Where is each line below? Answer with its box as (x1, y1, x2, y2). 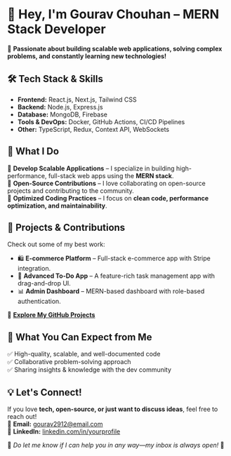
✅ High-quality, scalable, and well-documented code (7, 350, 161, 358)
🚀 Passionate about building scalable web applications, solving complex (7, 44, 223, 53)
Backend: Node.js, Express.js (17, 102, 103, 111)
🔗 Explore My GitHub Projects (7, 311, 95, 319)
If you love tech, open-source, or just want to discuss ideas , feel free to (7, 405, 218, 413)
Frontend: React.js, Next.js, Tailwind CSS (17, 95, 137, 104)
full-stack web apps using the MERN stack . (48, 171, 174, 180)
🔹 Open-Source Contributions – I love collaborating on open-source (7, 179, 206, 187)
